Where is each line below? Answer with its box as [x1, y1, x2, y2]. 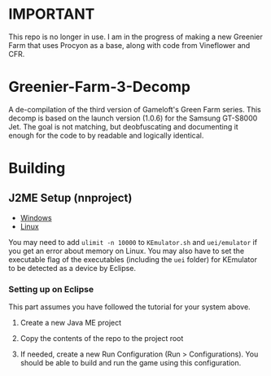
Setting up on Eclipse [8, 283, 94, 295]
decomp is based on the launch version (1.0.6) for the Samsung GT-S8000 [8, 113, 258, 123]
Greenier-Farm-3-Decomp [8, 78, 191, 96]
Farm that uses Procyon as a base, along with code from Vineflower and [8, 40, 251, 50]
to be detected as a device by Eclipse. [8, 263, 137, 273]
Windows [20, 212, 52, 222]
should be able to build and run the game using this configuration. [20, 358, 242, 368]
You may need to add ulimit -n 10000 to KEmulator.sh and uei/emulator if [8, 237, 258, 247]
